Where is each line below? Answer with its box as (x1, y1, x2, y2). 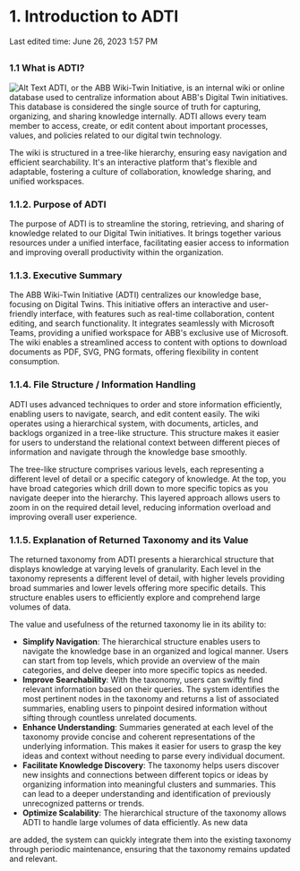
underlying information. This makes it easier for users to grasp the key (21, 740, 282, 751)
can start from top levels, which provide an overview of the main (21, 655, 261, 666)
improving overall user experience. (9, 511, 137, 522)
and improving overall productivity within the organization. (9, 247, 224, 257)
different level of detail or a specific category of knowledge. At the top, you (9, 473, 287, 484)
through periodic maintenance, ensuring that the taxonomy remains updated (9, 843, 291, 854)
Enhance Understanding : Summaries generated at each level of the (21, 722, 274, 732)
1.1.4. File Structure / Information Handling (9, 379, 196, 391)
